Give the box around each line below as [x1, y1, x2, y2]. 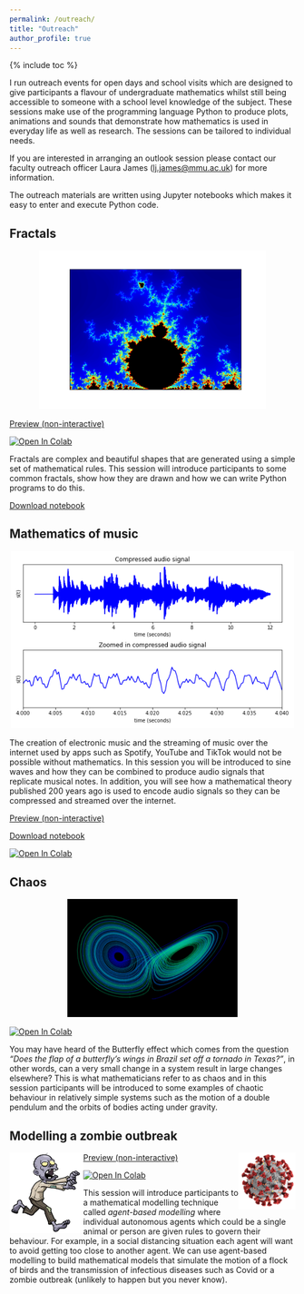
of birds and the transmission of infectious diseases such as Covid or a [9, 1265, 275, 1275]
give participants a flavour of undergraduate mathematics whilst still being [9, 87, 288, 98]
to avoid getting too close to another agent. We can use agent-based [9, 1245, 268, 1256]
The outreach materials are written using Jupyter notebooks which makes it [9, 190, 292, 201]
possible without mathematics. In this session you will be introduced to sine [9, 756, 292, 767]
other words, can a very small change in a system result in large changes [9, 1063, 283, 1074]
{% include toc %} [9, 60, 79, 71]
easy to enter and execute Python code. [9, 200, 159, 211]
